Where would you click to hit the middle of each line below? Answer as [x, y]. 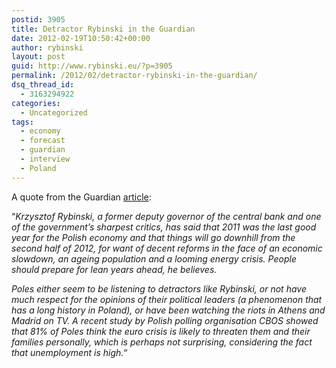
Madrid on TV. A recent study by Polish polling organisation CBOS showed [165, 320]
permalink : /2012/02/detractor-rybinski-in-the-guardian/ [134, 76]
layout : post [38, 57]
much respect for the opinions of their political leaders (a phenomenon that [167, 299]
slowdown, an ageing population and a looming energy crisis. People [154, 258]
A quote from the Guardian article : [81, 197]
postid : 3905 [38, 19]
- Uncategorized [54, 112]
